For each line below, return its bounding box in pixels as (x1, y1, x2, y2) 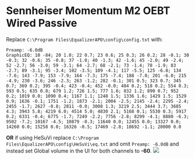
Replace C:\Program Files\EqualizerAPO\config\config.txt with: (6, 36, 163, 43)
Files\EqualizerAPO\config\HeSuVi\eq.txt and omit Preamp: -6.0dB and (6, 140, 179, 147)
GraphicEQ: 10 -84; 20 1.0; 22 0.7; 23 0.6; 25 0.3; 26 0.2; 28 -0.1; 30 (6, 52, 190, 58)
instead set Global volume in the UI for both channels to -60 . (6, 147, 152, 154)
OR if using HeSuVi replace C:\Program (6, 134, 99, 141)
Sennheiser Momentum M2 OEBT (6, 4, 170, 18)
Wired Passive (6, 16, 78, 30)
